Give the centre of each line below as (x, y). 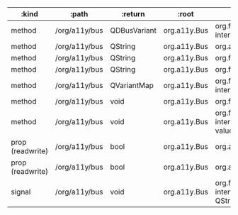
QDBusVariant (134, 30)
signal (21, 192)
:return (133, 14)
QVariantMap (132, 86)
